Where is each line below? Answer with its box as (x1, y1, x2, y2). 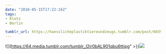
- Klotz (5, 16, 21, 21)
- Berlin (5, 20, 23, 26)
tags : (5, 12, 16, 17)
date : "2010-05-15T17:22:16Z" (5, 7, 68, 12)
